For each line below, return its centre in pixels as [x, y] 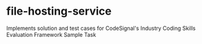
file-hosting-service [59, 11]
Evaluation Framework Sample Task [51, 34]
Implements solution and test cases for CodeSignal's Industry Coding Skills [101, 28]
